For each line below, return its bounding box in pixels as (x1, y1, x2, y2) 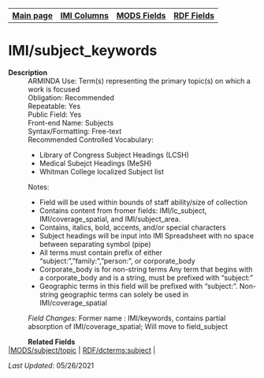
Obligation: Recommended (28, 92, 114, 102)
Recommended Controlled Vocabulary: (28, 134, 154, 144)
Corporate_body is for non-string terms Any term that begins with (39, 264, 253, 274)
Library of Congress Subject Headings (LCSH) (39, 150, 189, 159)
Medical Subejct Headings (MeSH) (39, 158, 152, 168)
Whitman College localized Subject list (39, 167, 164, 176)
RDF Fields (173, 10, 215, 21)
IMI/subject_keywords (8, 42, 158, 60)
